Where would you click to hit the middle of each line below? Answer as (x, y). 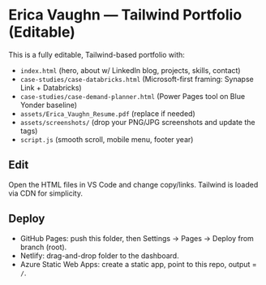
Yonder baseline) (49, 105)
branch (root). (43, 247)
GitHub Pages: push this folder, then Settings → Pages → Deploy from (137, 238)
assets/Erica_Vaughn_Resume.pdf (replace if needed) (108, 113)
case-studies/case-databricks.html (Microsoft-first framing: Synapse (137, 79)
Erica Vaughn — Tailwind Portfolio (125, 15)
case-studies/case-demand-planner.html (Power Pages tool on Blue (133, 96)
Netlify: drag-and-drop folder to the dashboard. (100, 255)
